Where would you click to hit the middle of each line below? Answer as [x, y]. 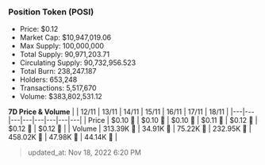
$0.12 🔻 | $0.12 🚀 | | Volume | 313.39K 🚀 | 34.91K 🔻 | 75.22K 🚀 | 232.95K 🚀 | [130, 129]
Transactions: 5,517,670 [58, 88]
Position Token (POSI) [51, 12]
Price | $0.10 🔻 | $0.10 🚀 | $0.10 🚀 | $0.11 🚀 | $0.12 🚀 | [173, 121]
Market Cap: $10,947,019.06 [65, 37]
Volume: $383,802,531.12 [61, 97]
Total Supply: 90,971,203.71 [64, 55]
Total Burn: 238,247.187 [58, 71]
